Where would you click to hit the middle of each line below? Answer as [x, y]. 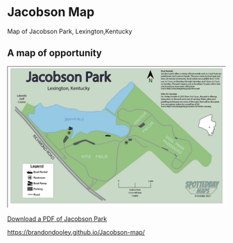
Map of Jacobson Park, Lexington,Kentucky [70, 31]
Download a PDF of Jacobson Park [57, 219]
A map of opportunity [54, 53]
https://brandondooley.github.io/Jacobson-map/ [76, 232]
